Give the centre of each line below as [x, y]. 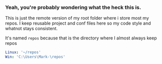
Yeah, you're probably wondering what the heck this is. [73, 7]
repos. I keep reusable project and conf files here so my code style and [78, 23]
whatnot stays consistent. [32, 29]
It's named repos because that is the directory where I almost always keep [81, 38]
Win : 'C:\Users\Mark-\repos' [35, 57]
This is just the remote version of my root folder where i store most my [77, 18]
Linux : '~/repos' [23, 52]
